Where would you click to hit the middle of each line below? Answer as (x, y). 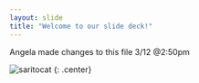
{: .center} (73, 69)
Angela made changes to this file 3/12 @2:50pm (99, 51)
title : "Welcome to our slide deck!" (81, 26)
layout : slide (37, 18)
